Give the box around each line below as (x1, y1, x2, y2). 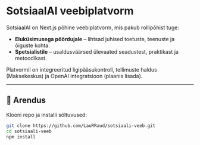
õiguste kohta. (14, 42, 50, 49)
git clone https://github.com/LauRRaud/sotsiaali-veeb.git (6, 122, 156, 129)
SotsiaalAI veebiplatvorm (6, 4, 134, 18)
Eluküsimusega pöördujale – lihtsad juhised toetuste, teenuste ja (14, 35, 175, 42)
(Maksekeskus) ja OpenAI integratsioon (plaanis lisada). (6, 72, 143, 79)
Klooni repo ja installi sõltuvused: (6, 111, 87, 118)
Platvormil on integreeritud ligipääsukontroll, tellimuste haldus (6, 66, 158, 73)
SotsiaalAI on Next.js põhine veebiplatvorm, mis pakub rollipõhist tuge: (6, 24, 180, 31)
